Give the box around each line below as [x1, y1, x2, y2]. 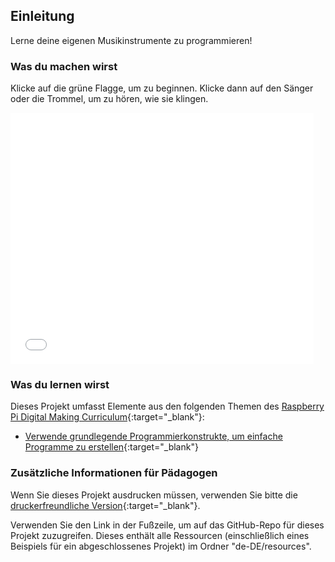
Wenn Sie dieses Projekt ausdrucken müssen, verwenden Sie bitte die [10, 489, 298, 501]
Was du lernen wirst [10, 378, 110, 392]
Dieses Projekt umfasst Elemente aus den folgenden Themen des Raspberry [10, 400, 325, 413]
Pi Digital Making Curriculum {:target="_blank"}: [10, 411, 205, 423]
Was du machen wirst [10, 59, 118, 73]
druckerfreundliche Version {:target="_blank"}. [10, 499, 201, 511]
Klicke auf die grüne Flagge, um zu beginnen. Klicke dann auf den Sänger [10, 82, 314, 94]
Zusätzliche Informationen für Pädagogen [10, 466, 218, 480]
